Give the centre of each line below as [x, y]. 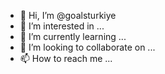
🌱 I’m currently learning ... [73, 36]
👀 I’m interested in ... [62, 26]
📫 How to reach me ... [66, 58]
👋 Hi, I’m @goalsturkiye [68, 15]
